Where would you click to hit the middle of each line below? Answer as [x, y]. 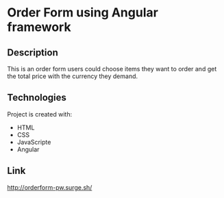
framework [39, 27]
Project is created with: [40, 114]
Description [33, 52]
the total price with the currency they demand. [73, 76]
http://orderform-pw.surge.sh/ [50, 187]
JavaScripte [34, 142]
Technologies [37, 98]
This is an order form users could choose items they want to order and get [112, 69]
